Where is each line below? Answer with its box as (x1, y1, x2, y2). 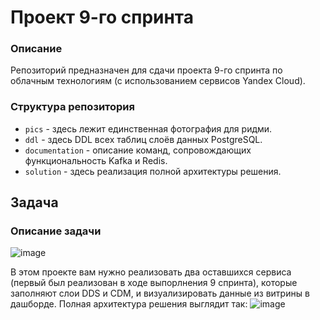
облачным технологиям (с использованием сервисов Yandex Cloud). (10, 75, 306, 87)
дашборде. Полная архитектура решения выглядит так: (10, 298, 248, 310)
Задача (10, 194, 59, 211)
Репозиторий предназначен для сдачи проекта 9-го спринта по (10, 64, 283, 76)
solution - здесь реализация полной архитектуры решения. (24, 165, 282, 177)
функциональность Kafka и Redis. (24, 154, 168, 166)
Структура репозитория (10, 100, 135, 114)
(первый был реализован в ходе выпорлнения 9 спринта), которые (10, 277, 298, 289)
